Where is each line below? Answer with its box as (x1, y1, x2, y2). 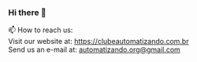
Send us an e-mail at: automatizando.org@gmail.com (8, 45, 181, 54)
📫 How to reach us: (8, 25, 73, 35)
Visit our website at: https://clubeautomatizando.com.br (8, 37, 189, 46)
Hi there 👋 (8, 7, 47, 18)
